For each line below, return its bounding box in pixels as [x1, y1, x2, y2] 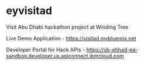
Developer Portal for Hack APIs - [6, 46, 85, 53]
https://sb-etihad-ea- [86, 46, 138, 53]
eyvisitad [6, 4, 52, 18]
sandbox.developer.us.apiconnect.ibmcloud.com [6, 52, 125, 59]
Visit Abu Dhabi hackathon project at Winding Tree [6, 23, 129, 30]
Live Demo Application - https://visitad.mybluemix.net [6, 35, 136, 42]
